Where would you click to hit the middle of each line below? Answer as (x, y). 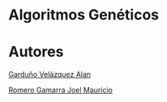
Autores (36, 52)
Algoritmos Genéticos (84, 15)
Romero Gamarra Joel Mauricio (61, 90)
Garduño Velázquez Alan (50, 74)
